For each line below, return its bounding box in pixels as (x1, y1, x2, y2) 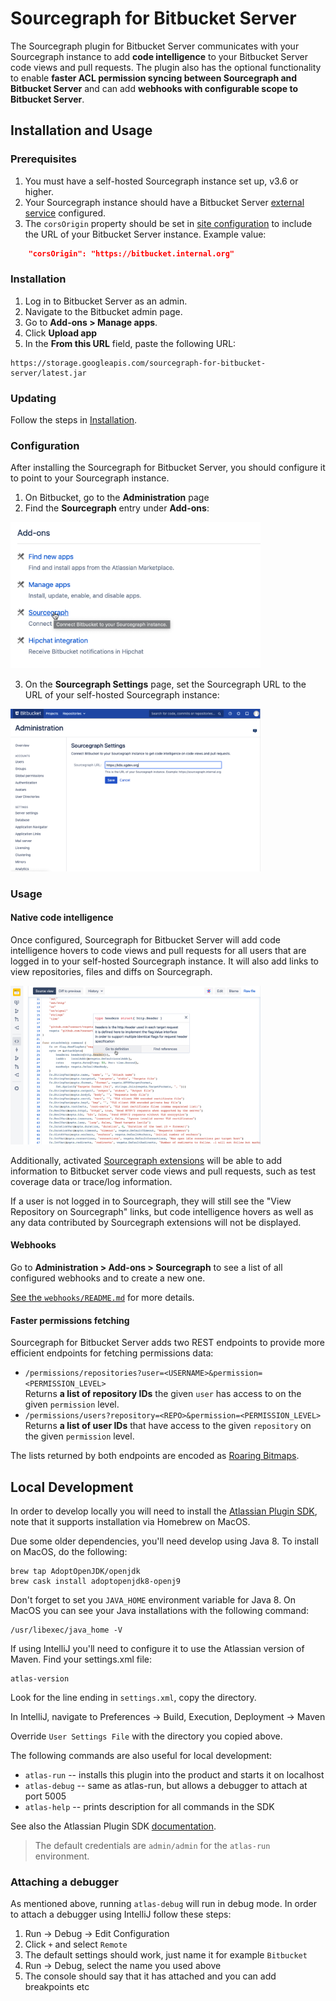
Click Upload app (24, 327, 98, 339)
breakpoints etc (24, 1981, 90, 1993)
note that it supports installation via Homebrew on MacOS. (10, 1516, 251, 1527)
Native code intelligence (10, 912, 114, 924)
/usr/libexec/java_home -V (10, 1625, 123, 1635)
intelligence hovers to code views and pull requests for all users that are (10, 944, 307, 956)
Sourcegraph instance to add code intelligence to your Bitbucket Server (10, 50, 308, 62)
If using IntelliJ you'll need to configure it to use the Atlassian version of (10, 1643, 305, 1654)
